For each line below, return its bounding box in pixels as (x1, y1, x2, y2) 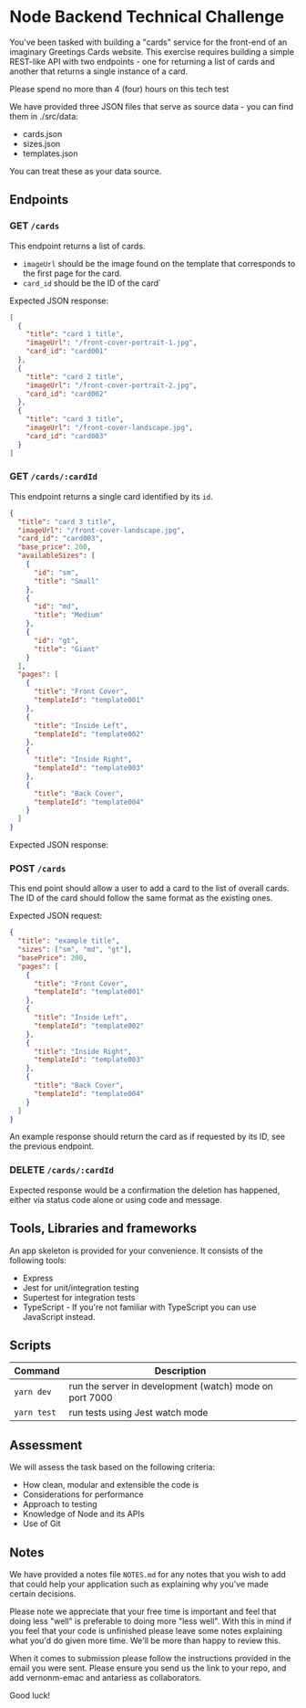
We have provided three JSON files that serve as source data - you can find (9, 100, 294, 111)
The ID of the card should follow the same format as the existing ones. (9, 892, 273, 903)
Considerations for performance (22, 1489, 144, 1500)
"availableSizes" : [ (17, 551, 96, 561)
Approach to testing (22, 1499, 97, 1510)
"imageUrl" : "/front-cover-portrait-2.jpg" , (25, 381, 198, 390)
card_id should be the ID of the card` (22, 277, 162, 289)
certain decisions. (9, 1588, 76, 1599)
